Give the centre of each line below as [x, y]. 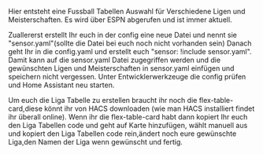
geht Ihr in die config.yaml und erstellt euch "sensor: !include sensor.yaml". [130, 51]
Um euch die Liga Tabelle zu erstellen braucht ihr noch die [103, 100]
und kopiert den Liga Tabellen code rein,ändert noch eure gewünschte [122, 134]
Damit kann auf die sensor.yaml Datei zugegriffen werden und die [115, 60]
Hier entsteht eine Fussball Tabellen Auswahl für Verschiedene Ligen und [127, 11]
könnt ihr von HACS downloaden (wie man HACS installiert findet [150, 108]
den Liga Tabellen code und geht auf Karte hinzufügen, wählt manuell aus [128, 125]
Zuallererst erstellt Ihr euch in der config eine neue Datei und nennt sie [123, 35]
